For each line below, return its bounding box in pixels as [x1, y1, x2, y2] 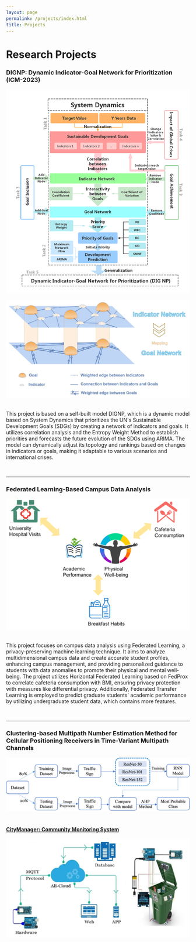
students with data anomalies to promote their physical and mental [6, 667, 166, 674]
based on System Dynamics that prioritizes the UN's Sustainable [6, 416, 162, 423]
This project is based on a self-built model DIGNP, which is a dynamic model [6, 410, 190, 417]
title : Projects [6, 22, 45, 28]
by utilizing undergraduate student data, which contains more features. [6, 698, 177, 705]
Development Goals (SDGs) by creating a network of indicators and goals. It [6, 422, 188, 430]
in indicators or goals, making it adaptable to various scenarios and [6, 447, 167, 454]
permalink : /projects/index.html [6, 15, 87, 22]
